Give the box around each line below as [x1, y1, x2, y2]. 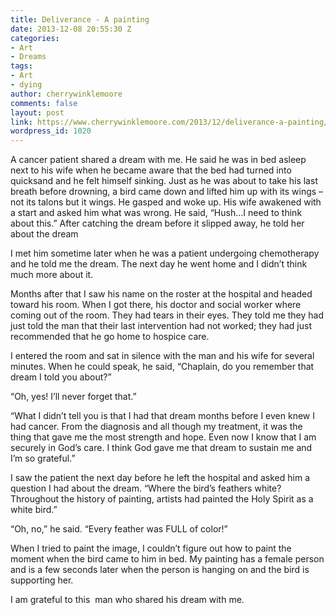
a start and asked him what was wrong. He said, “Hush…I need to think [10, 207, 303, 219]
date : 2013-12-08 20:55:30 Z [10, 24, 132, 34]
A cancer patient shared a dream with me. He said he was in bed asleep [10, 154, 307, 166]
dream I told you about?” [10, 371, 112, 383]
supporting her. [10, 574, 74, 586]
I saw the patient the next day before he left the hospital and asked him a [10, 472, 311, 484]
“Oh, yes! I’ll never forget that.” [10, 391, 137, 403]
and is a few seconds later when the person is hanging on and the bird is [10, 564, 310, 576]
